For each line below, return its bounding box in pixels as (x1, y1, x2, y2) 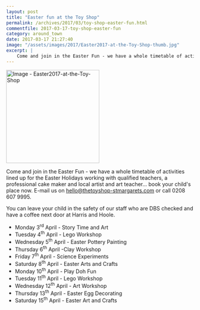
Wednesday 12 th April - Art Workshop (14, 281, 107, 289)
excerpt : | (6, 48, 33, 54)
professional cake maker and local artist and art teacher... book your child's (6, 180, 191, 188)
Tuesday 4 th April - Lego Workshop (14, 230, 102, 238)
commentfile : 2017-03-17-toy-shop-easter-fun (6, 25, 121, 32)
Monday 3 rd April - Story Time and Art (14, 222, 109, 231)
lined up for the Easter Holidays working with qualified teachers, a (6, 174, 168, 181)
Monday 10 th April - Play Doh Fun (14, 266, 96, 275)
